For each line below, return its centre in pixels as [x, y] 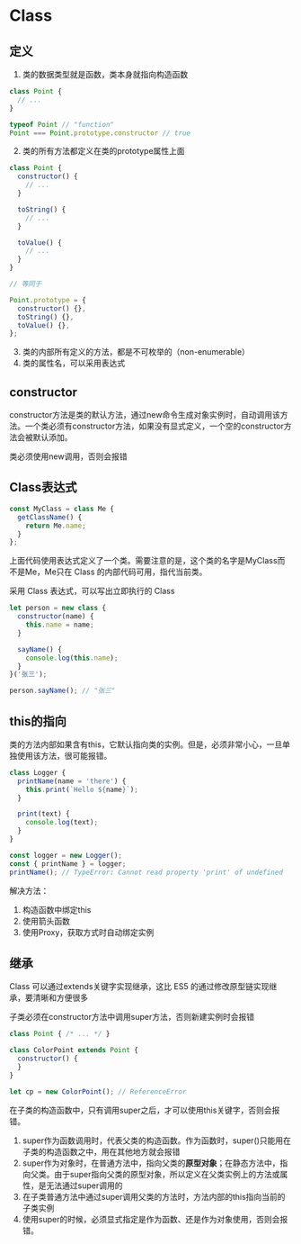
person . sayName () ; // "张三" [62, 691]
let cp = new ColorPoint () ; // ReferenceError [98, 1091]
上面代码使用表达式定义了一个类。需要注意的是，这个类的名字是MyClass [143, 561]
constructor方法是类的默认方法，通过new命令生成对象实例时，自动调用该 [145, 415]
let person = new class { [58, 608]
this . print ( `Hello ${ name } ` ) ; [82, 789]
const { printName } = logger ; [68, 864]
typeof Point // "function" [62, 124]
